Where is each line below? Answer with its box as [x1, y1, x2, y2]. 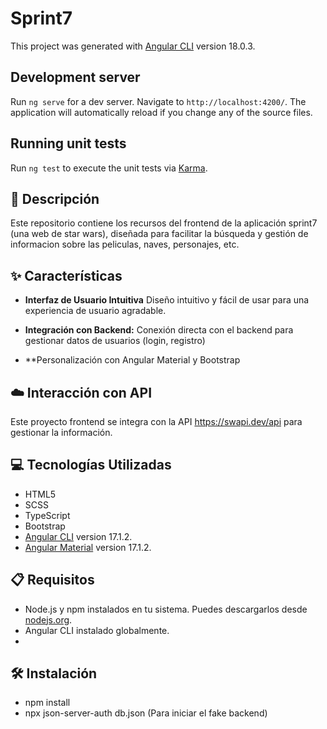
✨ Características [10, 267, 123, 284]
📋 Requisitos [10, 572, 95, 589]
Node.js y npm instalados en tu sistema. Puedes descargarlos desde [24, 603, 308, 615]
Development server [10, 69, 141, 86]
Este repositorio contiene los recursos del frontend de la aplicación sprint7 [10, 217, 318, 229]
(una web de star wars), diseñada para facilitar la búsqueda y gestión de [10, 228, 309, 240]
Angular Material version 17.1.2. [24, 541, 152, 553]
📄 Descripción [10, 190, 100, 207]
